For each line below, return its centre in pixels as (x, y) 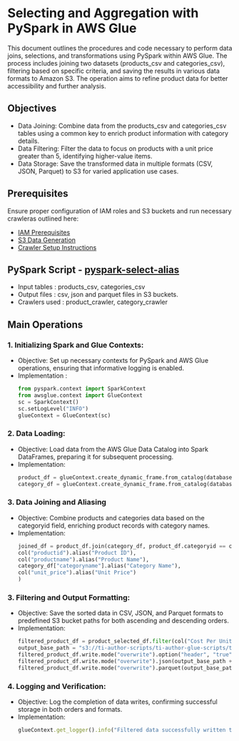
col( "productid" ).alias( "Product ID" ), (77, 553)
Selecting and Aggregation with (103, 13)
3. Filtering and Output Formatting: (69, 598)
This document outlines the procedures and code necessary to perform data (120, 48)
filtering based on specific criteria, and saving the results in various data (113, 71)
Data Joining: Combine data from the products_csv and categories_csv (122, 126)
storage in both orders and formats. (70, 709)
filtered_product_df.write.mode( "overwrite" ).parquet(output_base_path (126, 668)
